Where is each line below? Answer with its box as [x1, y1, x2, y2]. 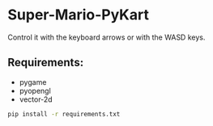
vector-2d [19, 94, 53, 104]
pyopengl [19, 86, 52, 95]
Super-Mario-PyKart [7, 6, 149, 24]
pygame [19, 77, 47, 86]
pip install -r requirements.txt [7, 110, 121, 118]
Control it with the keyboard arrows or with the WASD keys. [7, 32, 206, 42]
